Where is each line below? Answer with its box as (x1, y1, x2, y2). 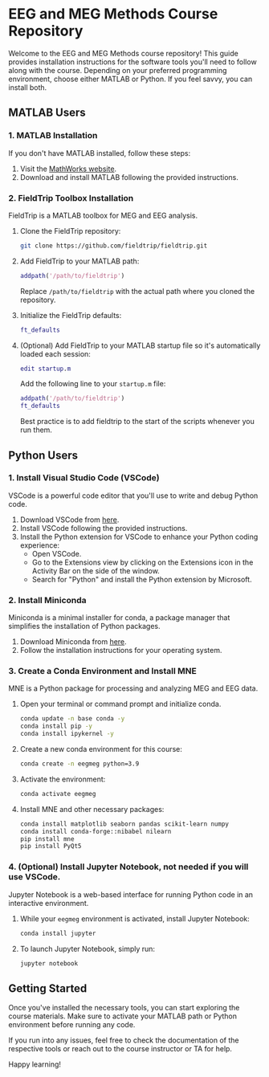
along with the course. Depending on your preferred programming (8, 65, 227, 75)
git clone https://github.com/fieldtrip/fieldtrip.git (19, 242, 208, 250)
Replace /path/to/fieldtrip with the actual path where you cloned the (19, 286, 255, 296)
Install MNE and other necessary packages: (19, 804, 165, 814)
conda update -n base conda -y (19, 715, 125, 723)
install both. (8, 82, 47, 92)
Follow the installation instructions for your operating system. (19, 646, 222, 655)
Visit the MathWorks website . (19, 164, 117, 173)
